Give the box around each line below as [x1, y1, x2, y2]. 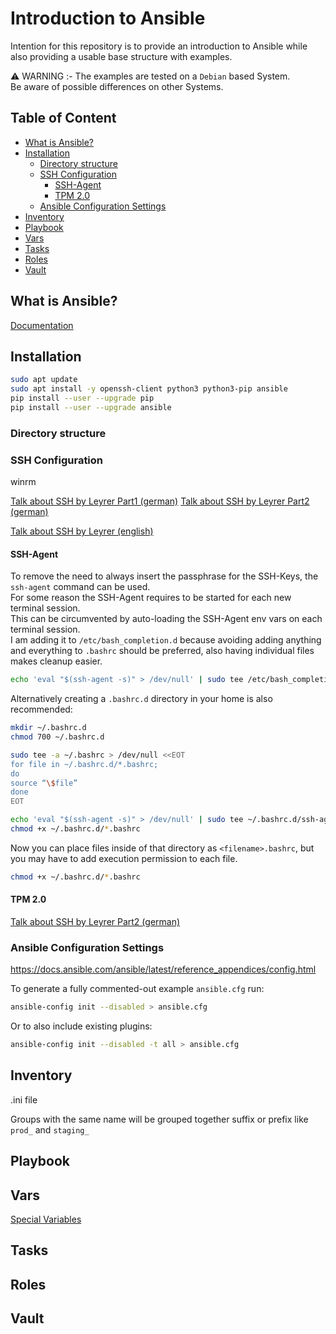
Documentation [10, 319, 74, 331]
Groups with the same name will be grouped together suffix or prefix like [10, 1113, 309, 1125]
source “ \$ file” [10, 778, 78, 788]
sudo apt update [10, 375, 78, 385]
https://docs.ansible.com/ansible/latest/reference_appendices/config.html [10, 963, 317, 976]
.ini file [10, 1093, 38, 1106]
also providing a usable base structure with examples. [10, 50, 233, 62]
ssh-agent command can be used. [10, 581, 151, 593]
